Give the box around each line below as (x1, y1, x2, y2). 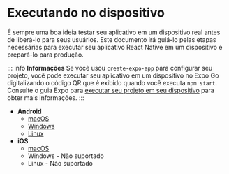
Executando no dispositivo (7, 5, 165, 21)
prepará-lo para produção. (7, 50, 84, 59)
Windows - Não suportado (27, 152, 105, 160)
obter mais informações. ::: (7, 93, 85, 102)
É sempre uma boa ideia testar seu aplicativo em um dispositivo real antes (7, 28, 221, 36)
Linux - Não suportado (27, 159, 93, 167)
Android (17, 107, 42, 115)
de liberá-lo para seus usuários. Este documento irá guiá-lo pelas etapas (7, 35, 216, 43)
